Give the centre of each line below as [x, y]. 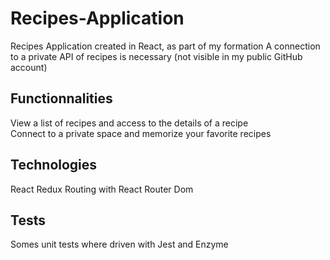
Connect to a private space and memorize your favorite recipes [141, 133]
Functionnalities [61, 98]
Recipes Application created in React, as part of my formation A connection [165, 46]
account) [29, 67]
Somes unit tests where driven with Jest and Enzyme [119, 244]
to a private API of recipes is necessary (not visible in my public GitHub [156, 56]
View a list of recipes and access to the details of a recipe [129, 123]
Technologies [54, 165]
